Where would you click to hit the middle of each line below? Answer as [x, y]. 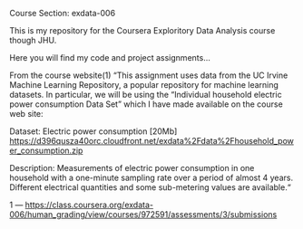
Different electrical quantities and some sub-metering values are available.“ [151, 187]
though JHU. [33, 40]
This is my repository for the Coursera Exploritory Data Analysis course [142, 30]
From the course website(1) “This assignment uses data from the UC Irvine [149, 75]
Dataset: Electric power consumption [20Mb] [93, 131]
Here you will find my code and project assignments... [110, 57]
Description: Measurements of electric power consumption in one [132, 168]
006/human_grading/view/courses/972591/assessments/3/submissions [143, 215]
